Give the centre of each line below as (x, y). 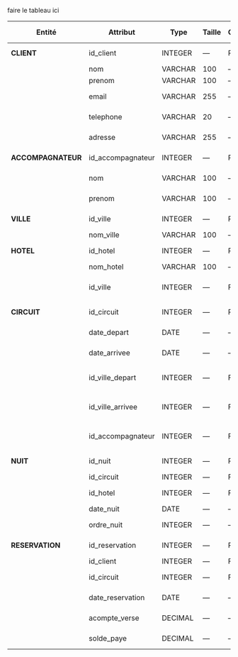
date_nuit (104, 509)
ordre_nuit (105, 525)
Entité (46, 32)
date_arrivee (109, 353)
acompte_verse (114, 618)
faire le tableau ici (33, 10)
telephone (105, 117)
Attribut (122, 32)
